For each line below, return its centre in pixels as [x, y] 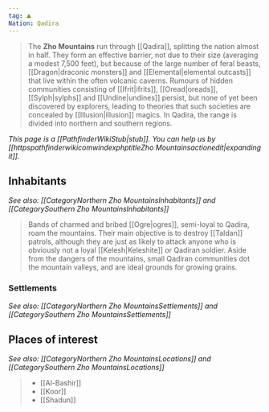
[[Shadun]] [58, 400]
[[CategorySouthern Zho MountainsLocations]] [86, 368]
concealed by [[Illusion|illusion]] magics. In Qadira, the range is [132, 114]
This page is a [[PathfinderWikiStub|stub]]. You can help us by [112, 138]
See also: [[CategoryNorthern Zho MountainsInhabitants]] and [112, 200]
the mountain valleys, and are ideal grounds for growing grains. [132, 267]
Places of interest [53, 340]
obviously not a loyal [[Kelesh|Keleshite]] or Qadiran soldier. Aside [137, 250]
